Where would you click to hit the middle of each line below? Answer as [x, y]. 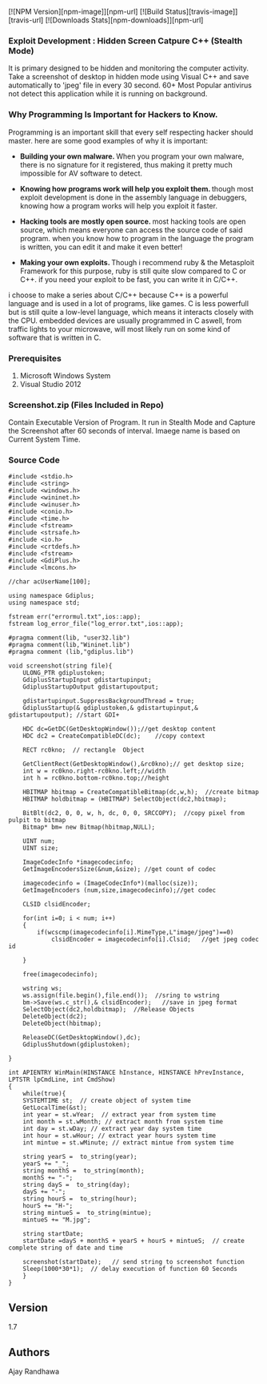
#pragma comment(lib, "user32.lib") [69, 638]
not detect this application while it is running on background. [108, 94]
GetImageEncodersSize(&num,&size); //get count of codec [120, 870]
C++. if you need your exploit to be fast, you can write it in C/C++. [129, 279]
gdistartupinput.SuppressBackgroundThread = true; [109, 701]
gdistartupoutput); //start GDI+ [64, 715]
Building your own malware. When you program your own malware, [132, 156]
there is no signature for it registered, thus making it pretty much [126, 164]
